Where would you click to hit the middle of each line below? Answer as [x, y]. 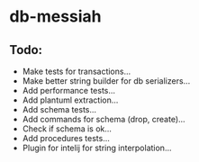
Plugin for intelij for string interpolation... [97, 148]
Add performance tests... [68, 90]
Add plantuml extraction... [70, 100]
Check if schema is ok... [67, 129]
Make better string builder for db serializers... [106, 81]
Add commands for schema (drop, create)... [104, 119]
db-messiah [55, 17]
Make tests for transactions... [77, 71]
